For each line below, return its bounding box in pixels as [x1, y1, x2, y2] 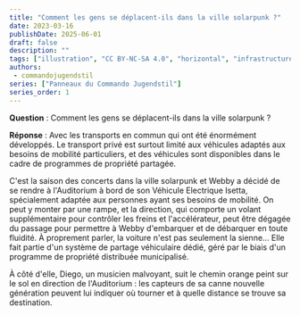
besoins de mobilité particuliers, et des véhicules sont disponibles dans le [9, 148, 280, 159]
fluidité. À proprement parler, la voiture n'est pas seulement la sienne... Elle [9, 232, 285, 243]
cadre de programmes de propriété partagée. [9, 158, 177, 169]
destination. [9, 296, 53, 308]
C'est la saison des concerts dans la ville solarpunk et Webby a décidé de [9, 175, 280, 186]
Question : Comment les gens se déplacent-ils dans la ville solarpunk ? [9, 112, 271, 123]
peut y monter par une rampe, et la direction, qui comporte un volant [9, 203, 262, 214]
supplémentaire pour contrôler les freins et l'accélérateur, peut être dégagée [9, 213, 291, 224]
